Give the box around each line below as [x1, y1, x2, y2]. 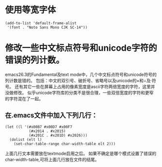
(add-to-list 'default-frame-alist [5, 20, 77, 26]
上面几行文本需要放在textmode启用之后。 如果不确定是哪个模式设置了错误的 [5, 151, 157, 156]
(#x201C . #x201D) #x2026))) [29, 133, 88, 138]
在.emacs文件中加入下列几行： [5, 111, 98, 120]
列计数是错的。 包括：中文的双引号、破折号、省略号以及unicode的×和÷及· [5, 77, 152, 83]
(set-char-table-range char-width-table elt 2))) [14, 141, 116, 146]
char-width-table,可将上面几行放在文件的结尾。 [5, 156, 99, 162]
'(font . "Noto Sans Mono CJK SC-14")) [7, 25, 88, 30]
